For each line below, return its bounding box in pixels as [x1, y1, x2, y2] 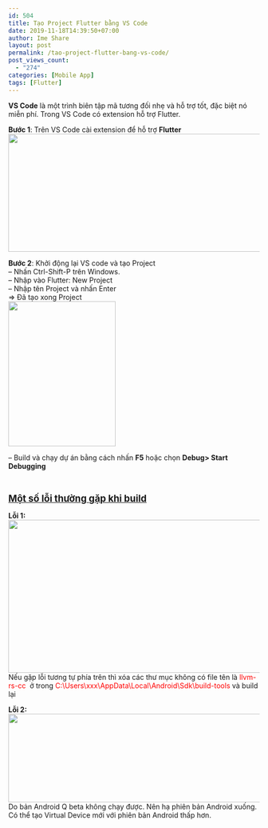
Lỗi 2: [8, 705, 28, 714]
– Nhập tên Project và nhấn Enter [8, 283, 117, 293]
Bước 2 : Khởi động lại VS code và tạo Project [8, 258, 156, 268]
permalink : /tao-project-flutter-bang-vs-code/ [8, 49, 170, 57]
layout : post [8, 42, 52, 50]
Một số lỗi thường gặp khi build [8, 492, 148, 505]
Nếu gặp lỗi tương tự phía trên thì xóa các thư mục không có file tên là [8, 672, 238, 682]
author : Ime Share [8, 34, 69, 42]
